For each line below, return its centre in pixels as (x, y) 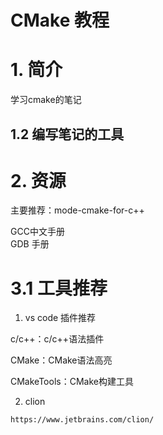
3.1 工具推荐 (59, 288)
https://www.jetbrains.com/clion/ (82, 420)
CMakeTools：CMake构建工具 (72, 382)
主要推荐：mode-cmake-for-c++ (77, 210)
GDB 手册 (30, 244)
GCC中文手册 (37, 232)
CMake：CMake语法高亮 (61, 360)
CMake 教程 (60, 20)
